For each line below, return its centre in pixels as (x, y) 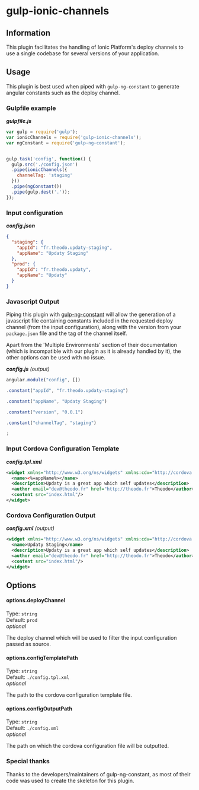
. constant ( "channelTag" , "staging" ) (51, 423)
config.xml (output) (31, 528)
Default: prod (22, 620)
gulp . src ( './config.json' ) (45, 165)
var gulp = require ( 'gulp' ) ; (42, 132)
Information (28, 33)
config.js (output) (28, 369)
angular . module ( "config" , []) (44, 380)
